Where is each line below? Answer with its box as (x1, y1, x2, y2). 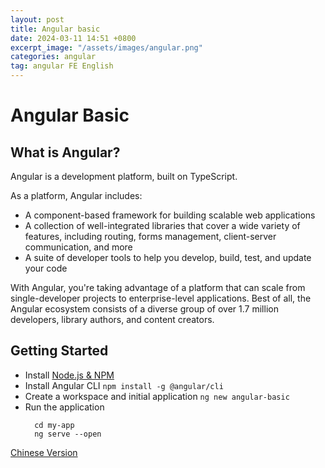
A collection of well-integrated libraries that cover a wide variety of (24, 220, 301, 231)
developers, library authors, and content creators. (10, 314, 215, 325)
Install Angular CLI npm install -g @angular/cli (24, 379, 224, 391)
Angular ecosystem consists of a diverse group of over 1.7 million (10, 303, 279, 315)
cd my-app (34, 420, 75, 430)
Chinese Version (10, 446, 78, 458)
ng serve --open (34, 429, 102, 439)
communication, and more (24, 241, 133, 253)
